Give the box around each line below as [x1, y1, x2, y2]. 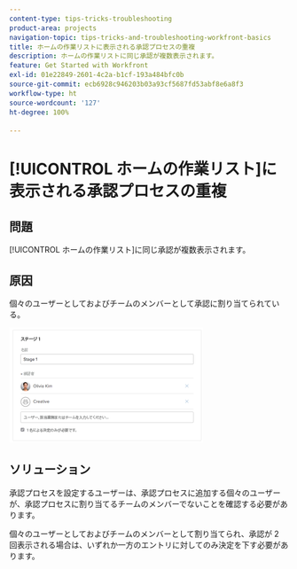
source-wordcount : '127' [9, 98, 101, 107]
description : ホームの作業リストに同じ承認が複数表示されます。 [9, 51, 219, 61]
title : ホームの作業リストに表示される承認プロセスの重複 [9, 43, 196, 51]
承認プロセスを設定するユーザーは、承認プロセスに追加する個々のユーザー [9, 487, 281, 498]
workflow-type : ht [9, 89, 77, 97]
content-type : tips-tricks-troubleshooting [9, 14, 173, 23]
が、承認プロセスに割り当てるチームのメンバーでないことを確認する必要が [9, 498, 281, 509]
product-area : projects [9, 23, 98, 33]
